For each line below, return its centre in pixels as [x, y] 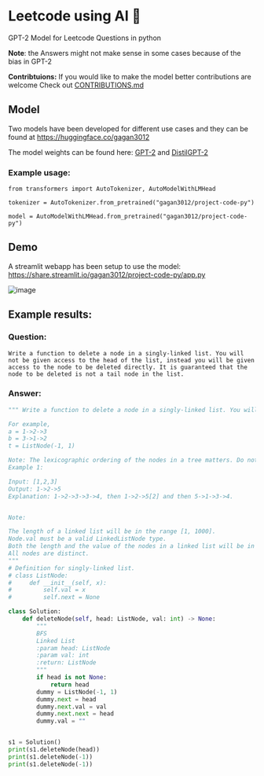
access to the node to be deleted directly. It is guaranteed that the [128, 367]
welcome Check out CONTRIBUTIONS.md [76, 85]
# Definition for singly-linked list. [71, 568]
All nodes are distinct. [49, 553]
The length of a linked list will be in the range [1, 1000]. [112, 531]
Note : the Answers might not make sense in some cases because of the [125, 53]
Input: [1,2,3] [33, 482]
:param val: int [63, 656]
